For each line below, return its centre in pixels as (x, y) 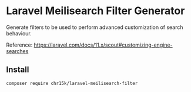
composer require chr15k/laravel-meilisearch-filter (72, 83)
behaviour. (19, 33)
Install (18, 70)
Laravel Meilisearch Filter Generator (95, 11)
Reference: (19, 45)
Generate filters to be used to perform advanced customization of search (95, 27)
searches (17, 51)
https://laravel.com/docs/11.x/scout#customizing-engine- (103, 45)
